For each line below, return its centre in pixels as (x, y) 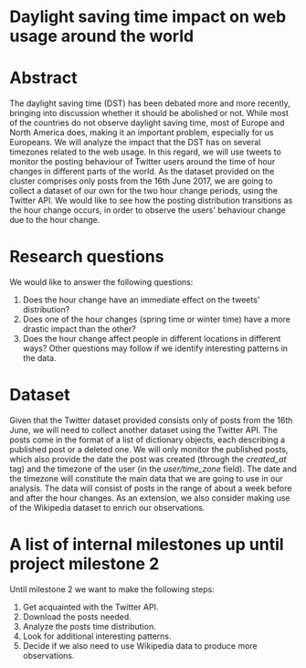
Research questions (87, 257)
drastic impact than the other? (79, 329)
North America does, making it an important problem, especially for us (142, 133)
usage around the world (102, 36)
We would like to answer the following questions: (101, 282)
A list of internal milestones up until (147, 545)
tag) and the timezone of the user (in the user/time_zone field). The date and (153, 469)
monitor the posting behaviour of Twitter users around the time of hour (142, 162)
